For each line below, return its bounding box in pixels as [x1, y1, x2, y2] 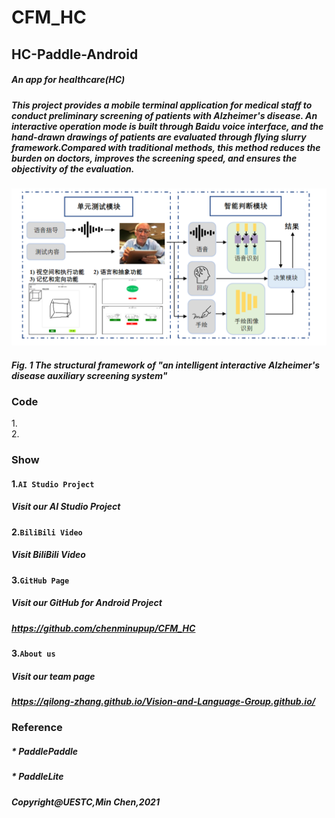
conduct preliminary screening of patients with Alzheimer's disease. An [11, 109, 318, 121]
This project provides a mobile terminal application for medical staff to [11, 99, 313, 111]
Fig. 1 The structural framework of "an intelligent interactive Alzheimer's [11, 359, 321, 371]
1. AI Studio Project [11, 477, 95, 490]
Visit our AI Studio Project [11, 501, 121, 513]
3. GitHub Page [11, 574, 70, 586]
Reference [11, 721, 63, 735]
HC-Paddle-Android [11, 46, 139, 63]
